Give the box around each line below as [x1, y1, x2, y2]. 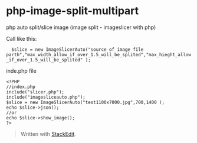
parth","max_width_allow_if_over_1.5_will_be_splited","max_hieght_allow [6, 51, 192, 57]
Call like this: [6, 35, 37, 42]
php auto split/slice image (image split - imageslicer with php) [6, 24, 156, 31]
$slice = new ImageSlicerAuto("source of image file [11, 46, 144, 53]
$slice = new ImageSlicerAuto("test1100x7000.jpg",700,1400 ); [6, 99, 165, 105]
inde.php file [6, 67, 37, 74]
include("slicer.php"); [6, 89, 65, 95]
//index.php [6, 84, 35, 90]
